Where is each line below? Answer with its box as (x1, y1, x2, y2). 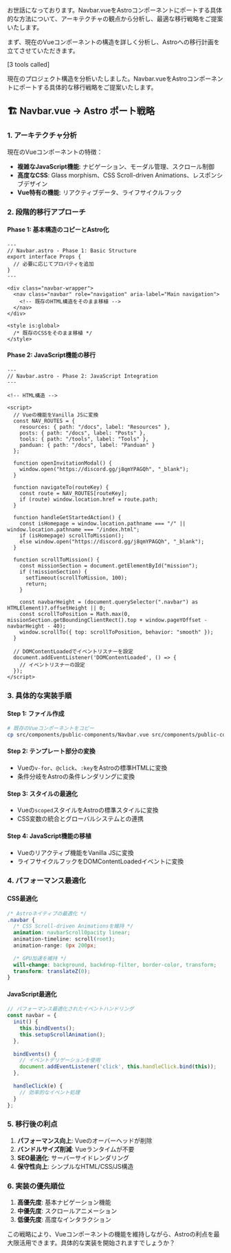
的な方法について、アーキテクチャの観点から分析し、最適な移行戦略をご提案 (7, 14, 223, 23)
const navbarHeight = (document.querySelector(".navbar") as (19, 599, 198, 605)
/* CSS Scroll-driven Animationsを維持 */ (13, 923, 134, 930)
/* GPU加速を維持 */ (13, 954, 67, 962)
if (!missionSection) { (19, 568, 88, 576)
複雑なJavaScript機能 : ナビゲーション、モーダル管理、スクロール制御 (16, 162, 215, 170)
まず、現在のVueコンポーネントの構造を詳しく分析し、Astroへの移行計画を (7, 38, 220, 46)
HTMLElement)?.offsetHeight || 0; (7, 605, 107, 612)
